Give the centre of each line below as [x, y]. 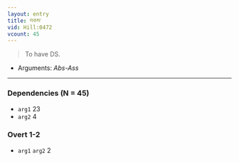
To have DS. [42, 54]
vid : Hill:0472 [30, 27]
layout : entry [28, 14]
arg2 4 [27, 116]
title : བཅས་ [24, 21]
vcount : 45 [23, 34]
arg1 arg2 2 [34, 150]
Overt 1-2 [24, 135]
